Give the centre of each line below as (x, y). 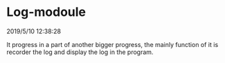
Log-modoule (46, 12)
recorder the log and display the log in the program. (80, 52)
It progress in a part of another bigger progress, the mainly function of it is (112, 44)
